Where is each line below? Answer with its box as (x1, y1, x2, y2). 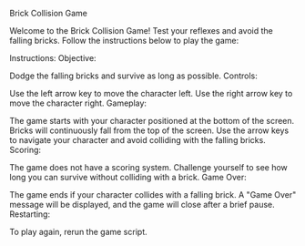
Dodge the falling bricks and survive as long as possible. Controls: (9, 70, 258, 81)
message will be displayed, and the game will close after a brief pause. (9, 200, 275, 210)
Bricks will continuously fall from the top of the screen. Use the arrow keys (9, 125, 290, 136)
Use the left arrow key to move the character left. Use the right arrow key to (9, 88, 293, 98)
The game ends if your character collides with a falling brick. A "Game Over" (9, 190, 297, 200)
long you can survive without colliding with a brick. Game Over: (9, 172, 248, 182)
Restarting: (9, 209, 51, 220)
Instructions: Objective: (9, 53, 97, 63)
